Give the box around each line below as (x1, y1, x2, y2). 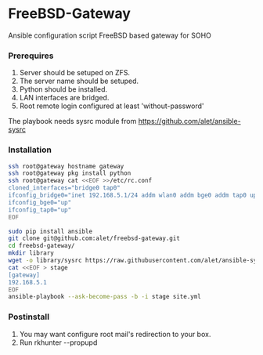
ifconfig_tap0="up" (8, 205, 72, 214)
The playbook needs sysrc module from (8, 117, 137, 126)
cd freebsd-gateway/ (8, 242, 76, 250)
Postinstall (8, 311, 49, 322)
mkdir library (8, 249, 55, 257)
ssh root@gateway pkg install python (8, 169, 131, 177)
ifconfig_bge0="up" (8, 198, 72, 206)
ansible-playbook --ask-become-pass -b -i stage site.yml (8, 293, 201, 301)
